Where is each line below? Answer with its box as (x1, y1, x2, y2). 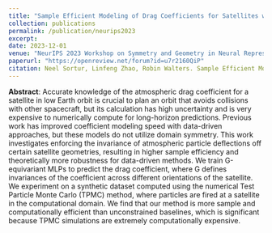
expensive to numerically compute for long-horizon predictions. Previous (8, 112, 253, 122)
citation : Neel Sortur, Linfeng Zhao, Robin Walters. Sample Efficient (8, 65, 255, 73)
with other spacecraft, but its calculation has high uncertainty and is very (8, 104, 253, 113)
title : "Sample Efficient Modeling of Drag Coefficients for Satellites (8, 11, 259, 20)
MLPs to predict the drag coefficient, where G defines (47, 163, 227, 174)
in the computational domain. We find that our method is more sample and (8, 198, 256, 208)
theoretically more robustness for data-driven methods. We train (8, 155, 223, 165)
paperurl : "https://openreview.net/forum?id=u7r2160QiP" (8, 57, 205, 66)
